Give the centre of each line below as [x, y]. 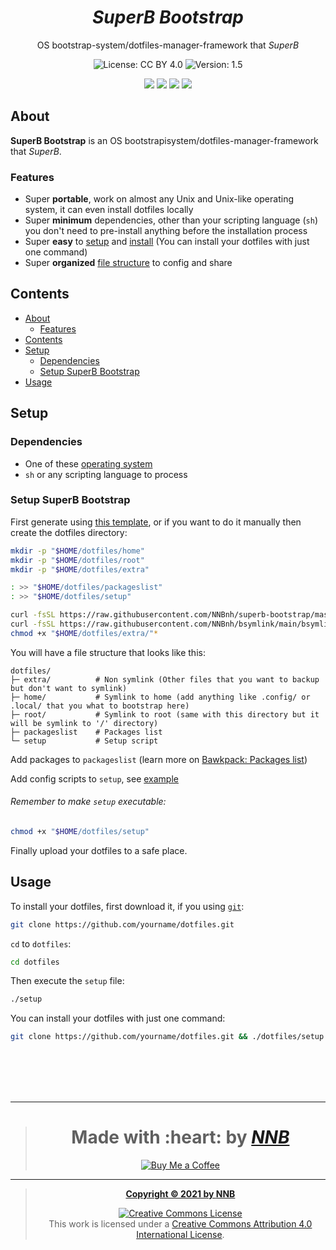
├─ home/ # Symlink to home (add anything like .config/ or [160, 697]
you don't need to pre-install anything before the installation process [166, 231]
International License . [180, 1235]
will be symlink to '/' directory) [84, 723]
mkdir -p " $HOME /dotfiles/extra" [80, 569]
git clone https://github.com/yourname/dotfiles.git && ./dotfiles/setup [167, 1037]
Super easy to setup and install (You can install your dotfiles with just [167, 242]
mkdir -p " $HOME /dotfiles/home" [77, 551]
